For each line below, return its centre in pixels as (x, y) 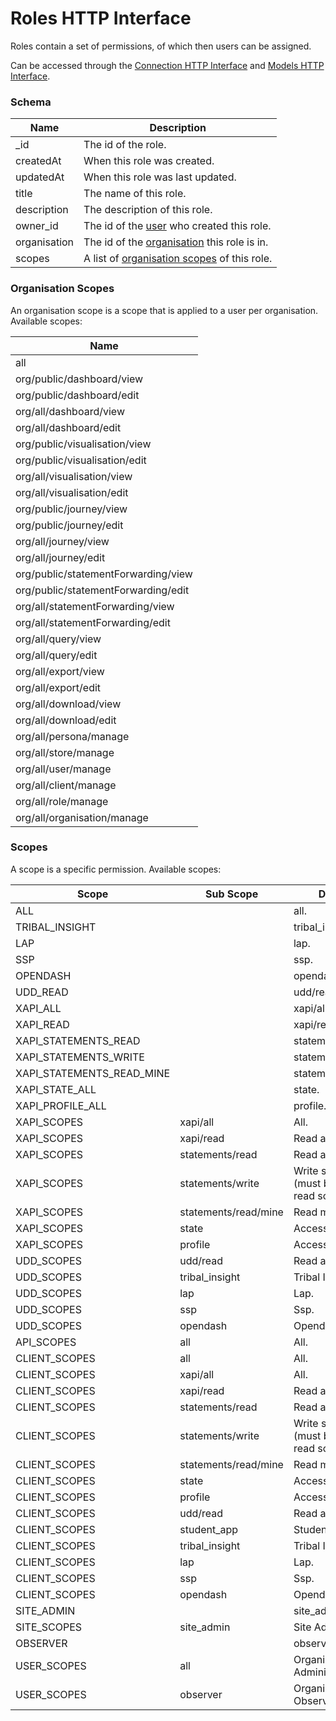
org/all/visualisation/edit (72, 492)
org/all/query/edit (56, 655)
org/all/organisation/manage (82, 817)
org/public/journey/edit (69, 525)
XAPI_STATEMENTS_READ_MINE (93, 1073)
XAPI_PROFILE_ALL (61, 1105)
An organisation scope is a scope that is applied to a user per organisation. (164, 310)
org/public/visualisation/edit (81, 460)
